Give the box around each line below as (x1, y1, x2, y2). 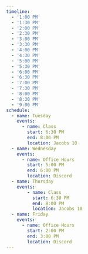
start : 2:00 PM (27, 227, 65, 233)
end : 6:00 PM (27, 167, 59, 174)
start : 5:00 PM (27, 162, 65, 168)
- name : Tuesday (11, 113, 51, 118)
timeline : (6, 8, 31, 15)
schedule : (6, 107, 31, 113)
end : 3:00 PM (27, 233, 59, 239)
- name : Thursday (11, 179, 54, 184)
